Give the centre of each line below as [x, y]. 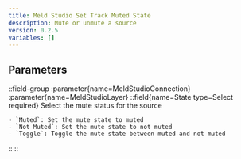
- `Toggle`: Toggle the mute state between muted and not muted [117, 134]
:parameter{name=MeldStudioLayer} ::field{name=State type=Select [120, 97]
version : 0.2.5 [33, 30]
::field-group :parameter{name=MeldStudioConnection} [99, 89]
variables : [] [32, 38]
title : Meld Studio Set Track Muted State [80, 15]
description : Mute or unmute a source [72, 23]
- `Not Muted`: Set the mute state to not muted [90, 127]
